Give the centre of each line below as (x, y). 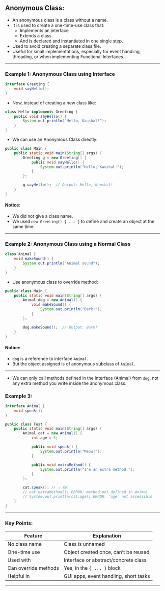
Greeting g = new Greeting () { (55, 158)
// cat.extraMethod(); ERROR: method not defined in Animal (85, 492)
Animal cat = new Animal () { (53, 433)
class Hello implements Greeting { (41, 112)
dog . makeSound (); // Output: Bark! (60, 327)
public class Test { (26, 424)
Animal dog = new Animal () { (53, 300)
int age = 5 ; (44, 438)
